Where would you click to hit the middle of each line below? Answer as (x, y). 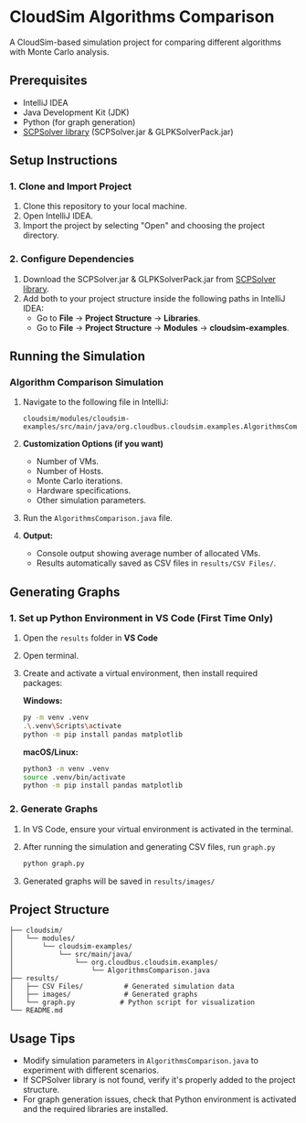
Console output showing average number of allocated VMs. (148, 554)
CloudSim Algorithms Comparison (142, 17)
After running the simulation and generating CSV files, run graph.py (149, 846)
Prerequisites (48, 81)
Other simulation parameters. (91, 501)
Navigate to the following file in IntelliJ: (95, 402)
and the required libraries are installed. (95, 1109)
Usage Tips (42, 1038)
